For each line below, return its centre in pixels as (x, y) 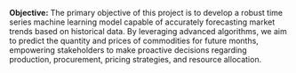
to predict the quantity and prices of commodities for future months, (134, 40)
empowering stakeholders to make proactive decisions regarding (128, 50)
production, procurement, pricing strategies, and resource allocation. (136, 59)
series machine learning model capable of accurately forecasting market (142, 22)
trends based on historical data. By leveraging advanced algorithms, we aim (148, 31)
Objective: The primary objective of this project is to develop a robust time (146, 13)
